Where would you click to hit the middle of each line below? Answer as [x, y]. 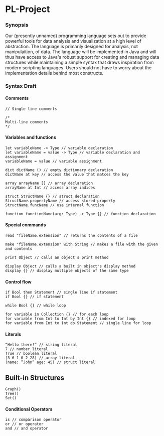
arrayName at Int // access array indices [50, 187]
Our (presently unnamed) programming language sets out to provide [76, 36]
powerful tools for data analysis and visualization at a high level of [73, 41]
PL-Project [28, 9]
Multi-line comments [27, 122]
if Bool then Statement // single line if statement [61, 293]
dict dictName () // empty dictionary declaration [59, 170]
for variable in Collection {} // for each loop [57, 315]
